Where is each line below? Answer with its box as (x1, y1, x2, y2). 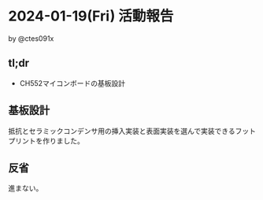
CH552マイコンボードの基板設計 (19, 78, 126, 87)
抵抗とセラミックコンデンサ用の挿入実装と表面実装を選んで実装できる (8, 126, 236, 135)
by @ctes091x (8, 33, 54, 43)
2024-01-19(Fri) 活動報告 (8, 7, 174, 25)
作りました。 (42, 135, 84, 146)
